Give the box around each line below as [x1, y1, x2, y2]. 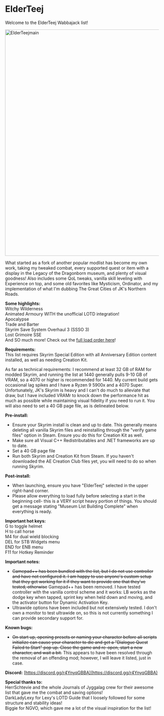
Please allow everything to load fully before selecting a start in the [12, 493, 145, 498]
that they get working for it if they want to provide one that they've [12, 578, 146, 584]
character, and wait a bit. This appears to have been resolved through [12, 649, 152, 655]
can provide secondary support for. [12, 615, 84, 621]
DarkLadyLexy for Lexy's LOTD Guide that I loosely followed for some [5, 694, 145, 700]
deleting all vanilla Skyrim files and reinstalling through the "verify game [12, 427, 157, 433]
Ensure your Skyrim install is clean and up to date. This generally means [12, 421, 157, 427]
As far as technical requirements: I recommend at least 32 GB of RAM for [5, 366, 152, 372]
